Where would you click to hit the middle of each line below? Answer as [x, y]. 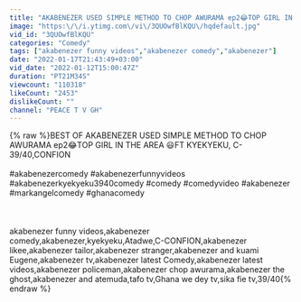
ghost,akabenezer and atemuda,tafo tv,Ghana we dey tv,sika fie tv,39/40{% [150, 279]
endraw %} [30, 288]
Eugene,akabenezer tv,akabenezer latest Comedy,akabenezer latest [136, 260]
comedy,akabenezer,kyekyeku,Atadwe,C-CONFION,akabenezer [128, 241]
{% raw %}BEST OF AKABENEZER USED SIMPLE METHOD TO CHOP [138, 135]
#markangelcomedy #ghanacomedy [77, 193]
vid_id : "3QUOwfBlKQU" [52, 34]
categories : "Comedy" [50, 43]
